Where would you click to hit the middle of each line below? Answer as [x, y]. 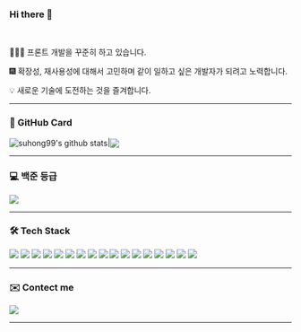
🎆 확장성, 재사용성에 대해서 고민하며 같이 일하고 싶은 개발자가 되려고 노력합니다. [149, 72]
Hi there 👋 [31, 14]
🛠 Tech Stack [40, 231]
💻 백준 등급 [33, 177]
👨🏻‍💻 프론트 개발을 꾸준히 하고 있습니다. [78, 52]
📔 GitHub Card [41, 123]
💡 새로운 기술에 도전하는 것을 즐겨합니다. [80, 91]
